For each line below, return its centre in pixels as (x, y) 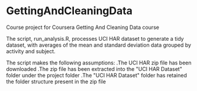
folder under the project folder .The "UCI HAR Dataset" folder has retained (97, 75)
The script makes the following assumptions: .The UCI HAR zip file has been (99, 63)
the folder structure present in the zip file (56, 82)
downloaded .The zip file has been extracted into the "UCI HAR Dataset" (94, 69)
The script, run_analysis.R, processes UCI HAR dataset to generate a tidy (95, 38)
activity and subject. (31, 51)
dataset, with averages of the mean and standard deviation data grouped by (98, 45)
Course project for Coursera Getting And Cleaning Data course (83, 27)
